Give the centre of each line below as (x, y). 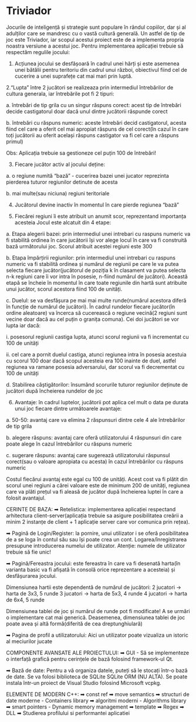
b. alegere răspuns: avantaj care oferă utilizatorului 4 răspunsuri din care (94, 437)
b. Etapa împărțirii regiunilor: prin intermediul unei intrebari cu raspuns (91, 258)
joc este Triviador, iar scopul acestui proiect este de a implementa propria (95, 39)
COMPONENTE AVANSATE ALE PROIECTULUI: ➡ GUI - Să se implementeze (98, 653)
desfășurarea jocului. (32, 575)
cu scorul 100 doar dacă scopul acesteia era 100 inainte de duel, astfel (91, 361)
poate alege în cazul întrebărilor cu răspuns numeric (69, 444)
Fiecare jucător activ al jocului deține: (60, 164)
